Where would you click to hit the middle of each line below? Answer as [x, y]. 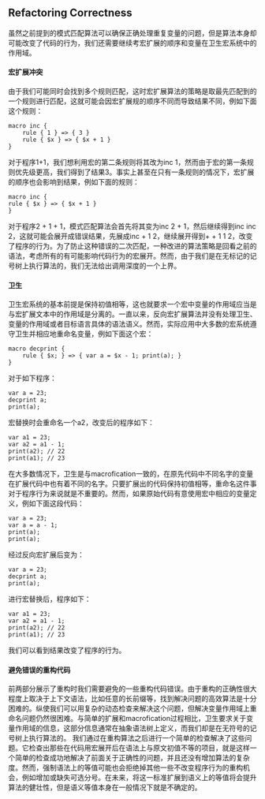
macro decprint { [37, 349]
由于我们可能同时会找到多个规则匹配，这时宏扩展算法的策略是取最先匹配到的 [132, 91]
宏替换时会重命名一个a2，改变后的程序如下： [82, 423]
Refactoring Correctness [70, 13]
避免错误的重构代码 [39, 670]
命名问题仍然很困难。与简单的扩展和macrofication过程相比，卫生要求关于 [127, 719]
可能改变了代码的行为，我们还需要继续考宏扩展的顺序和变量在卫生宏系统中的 [132, 43]
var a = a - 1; [33, 525]
